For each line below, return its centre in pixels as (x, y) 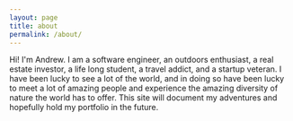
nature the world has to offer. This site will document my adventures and (143, 98)
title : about (34, 26)
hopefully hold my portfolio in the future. (84, 108)
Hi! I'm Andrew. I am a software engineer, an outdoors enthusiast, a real (142, 60)
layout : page (34, 17)
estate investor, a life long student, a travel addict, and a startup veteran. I (146, 69)
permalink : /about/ (46, 34)
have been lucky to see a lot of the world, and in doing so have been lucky (147, 79)
